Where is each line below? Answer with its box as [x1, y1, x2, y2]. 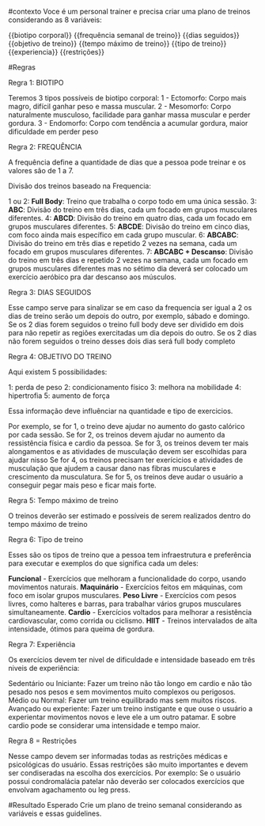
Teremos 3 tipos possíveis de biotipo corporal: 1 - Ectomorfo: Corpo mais [8, 93, 247, 102]
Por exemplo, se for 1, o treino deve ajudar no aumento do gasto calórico [8, 422, 245, 430]
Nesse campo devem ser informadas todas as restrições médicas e [8, 752, 228, 760]
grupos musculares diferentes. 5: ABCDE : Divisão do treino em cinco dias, [8, 222, 251, 231]
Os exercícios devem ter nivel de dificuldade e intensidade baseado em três [8, 655, 256, 664]
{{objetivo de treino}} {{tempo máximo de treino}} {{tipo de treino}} [8, 39, 227, 48]
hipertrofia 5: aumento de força [8, 391, 111, 400]
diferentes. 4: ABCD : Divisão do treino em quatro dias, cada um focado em [8, 214, 252, 222]
